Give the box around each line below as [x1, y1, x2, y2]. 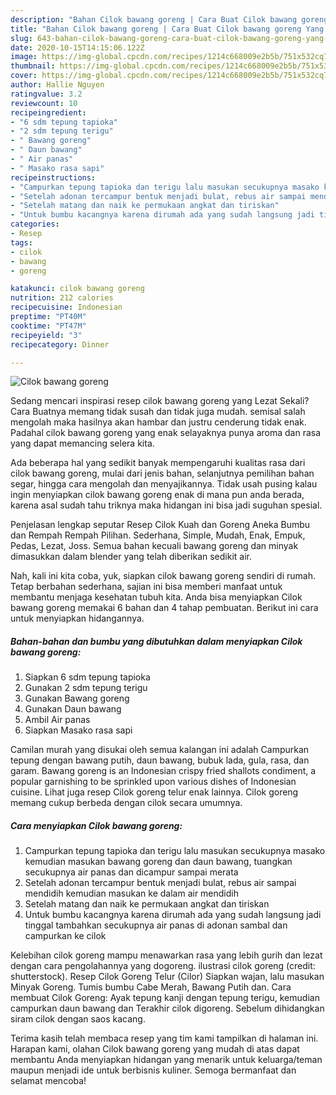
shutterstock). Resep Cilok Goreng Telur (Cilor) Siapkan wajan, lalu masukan [10, 971, 325, 983]
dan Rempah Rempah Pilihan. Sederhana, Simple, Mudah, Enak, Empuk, [10, 529, 306, 541]
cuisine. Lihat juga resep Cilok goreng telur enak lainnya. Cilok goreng [10, 786, 299, 798]
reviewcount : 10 [10, 98, 78, 108]
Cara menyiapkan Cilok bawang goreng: [10, 819, 183, 831]
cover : [10, 71, 38, 81]
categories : [10, 219, 60, 230]
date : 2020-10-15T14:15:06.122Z [10, 42, 145, 53]
